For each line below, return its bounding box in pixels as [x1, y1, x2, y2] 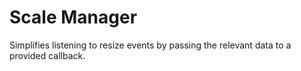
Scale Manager [9, 6, 138, 29]
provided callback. [9, 49, 86, 61]
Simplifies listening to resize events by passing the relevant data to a [9, 39, 292, 51]
